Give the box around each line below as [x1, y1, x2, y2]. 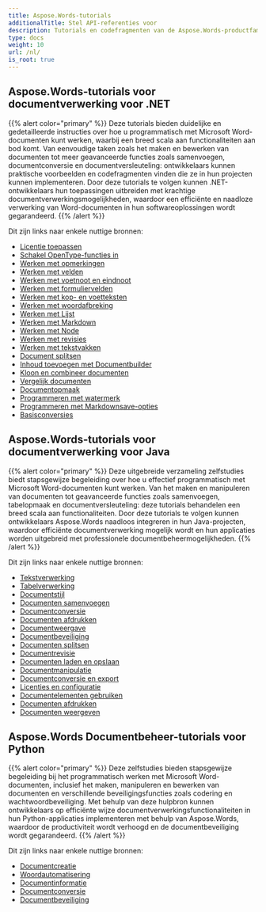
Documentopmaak [19, 385, 81, 394]
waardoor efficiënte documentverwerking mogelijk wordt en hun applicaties [8, 525, 256, 534]
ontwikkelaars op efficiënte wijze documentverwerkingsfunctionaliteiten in [8, 805, 251, 815]
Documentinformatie [19, 878, 87, 887]
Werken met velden [19, 267, 84, 276]
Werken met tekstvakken [19, 342, 101, 352]
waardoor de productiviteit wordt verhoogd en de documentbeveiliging [8, 823, 240, 832]
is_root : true [8, 56, 55, 64]
